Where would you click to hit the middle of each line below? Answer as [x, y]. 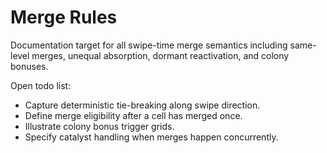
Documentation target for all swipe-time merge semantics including [149, 45]
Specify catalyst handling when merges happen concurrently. [151, 137]
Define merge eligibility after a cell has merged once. [133, 115]
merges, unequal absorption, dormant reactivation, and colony [160, 55]
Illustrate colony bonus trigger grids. [99, 126]
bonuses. [29, 66]
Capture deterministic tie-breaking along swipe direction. [142, 105]
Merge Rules [64, 17]
